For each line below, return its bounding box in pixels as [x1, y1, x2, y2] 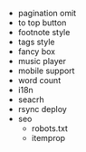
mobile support [17, 65, 75, 76]
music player [17, 56, 66, 66]
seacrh [17, 94, 45, 105]
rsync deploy [17, 104, 68, 114]
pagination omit [17, 8, 77, 18]
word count [17, 75, 62, 85]
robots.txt [31, 123, 68, 134]
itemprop [31, 133, 66, 143]
